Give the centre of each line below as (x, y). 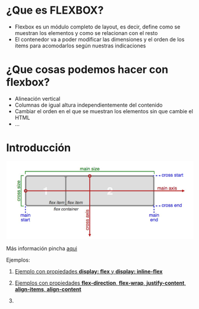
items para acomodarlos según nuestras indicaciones (80, 46)
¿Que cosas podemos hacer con (87, 70)
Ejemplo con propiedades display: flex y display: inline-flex (89, 271)
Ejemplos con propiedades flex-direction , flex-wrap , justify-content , (100, 283)
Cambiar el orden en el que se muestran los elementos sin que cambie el (104, 111)
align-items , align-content (48, 289)
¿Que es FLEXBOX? (55, 10)
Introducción (39, 148)
